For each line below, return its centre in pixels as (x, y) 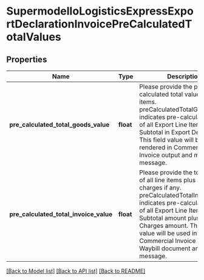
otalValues (34, 37)
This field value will (167, 140)
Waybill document (165, 248)
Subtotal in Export (165, 132)
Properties (27, 59)
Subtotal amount (163, 218)
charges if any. (161, 188)
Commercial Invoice (168, 241)
